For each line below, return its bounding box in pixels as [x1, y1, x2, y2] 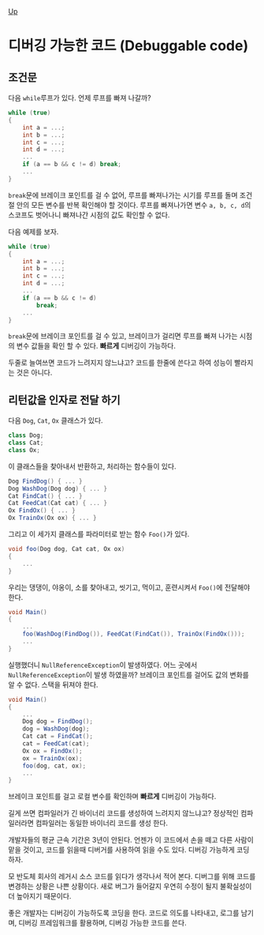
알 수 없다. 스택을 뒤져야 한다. [8, 680, 99, 689]
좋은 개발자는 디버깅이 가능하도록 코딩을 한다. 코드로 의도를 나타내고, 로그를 [8, 908, 240, 918]
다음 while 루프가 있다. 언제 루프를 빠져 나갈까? [8, 93, 151, 102]
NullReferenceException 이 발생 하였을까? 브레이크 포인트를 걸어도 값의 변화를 [8, 669, 250, 679]
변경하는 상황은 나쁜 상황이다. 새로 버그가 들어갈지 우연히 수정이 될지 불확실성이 [8, 881, 252, 892]
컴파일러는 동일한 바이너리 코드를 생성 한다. [35, 818, 168, 828]
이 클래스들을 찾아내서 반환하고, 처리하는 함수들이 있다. [8, 462, 177, 471]
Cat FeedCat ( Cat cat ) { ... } [8, 500, 108, 507]
